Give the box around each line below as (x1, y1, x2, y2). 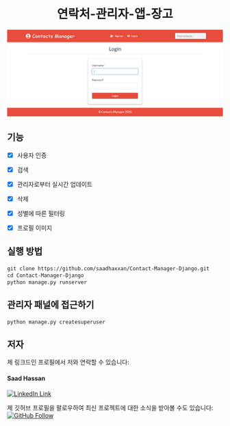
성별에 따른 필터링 (16, 209, 65, 217)
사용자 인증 (16, 151, 47, 159)
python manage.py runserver (7, 278, 88, 286)
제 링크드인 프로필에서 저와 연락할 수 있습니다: (7, 358, 130, 367)
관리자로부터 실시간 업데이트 (16, 180, 93, 188)
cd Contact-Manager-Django (7, 271, 84, 279)
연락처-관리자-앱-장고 (57, 6, 173, 22)
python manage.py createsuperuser (7, 319, 106, 325)
